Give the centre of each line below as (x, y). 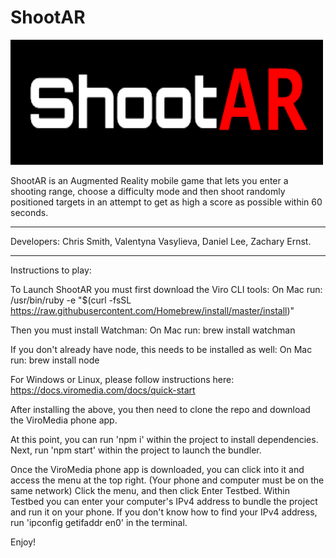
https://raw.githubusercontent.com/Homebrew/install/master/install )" (152, 310)
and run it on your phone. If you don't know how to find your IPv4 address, (164, 512)
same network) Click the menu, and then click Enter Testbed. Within (150, 490)
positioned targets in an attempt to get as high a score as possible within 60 (166, 202)
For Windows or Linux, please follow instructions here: (122, 379)
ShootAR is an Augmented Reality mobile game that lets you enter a (149, 180)
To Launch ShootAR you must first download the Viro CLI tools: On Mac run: (166, 289)
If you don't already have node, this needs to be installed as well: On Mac (161, 349)
